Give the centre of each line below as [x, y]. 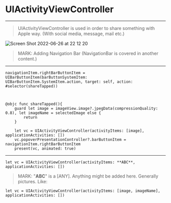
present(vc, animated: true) [45, 149]
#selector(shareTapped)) [32, 86]
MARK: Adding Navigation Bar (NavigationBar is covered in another [88, 53]
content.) [27, 59]
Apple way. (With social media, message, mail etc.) [71, 34]
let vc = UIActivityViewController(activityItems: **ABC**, [70, 162]
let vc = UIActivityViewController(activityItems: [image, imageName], [83, 191]
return [31, 117]
